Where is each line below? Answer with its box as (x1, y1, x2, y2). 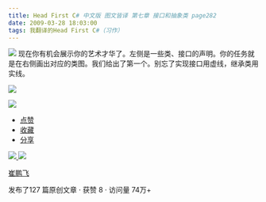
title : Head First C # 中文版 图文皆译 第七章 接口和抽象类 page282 (8, 11, 217, 20)
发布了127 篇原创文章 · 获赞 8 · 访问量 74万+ (8, 185, 152, 195)
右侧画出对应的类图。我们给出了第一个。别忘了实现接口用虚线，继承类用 (21, 59, 259, 68)
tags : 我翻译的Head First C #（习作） (8, 26, 124, 34)
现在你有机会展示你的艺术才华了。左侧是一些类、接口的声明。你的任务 (17, 49, 248, 59)
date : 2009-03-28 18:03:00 (8, 19, 98, 27)
